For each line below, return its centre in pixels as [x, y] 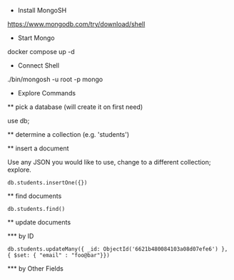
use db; [19, 121]
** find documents [35, 196]
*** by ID [21, 236]
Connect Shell [38, 66]
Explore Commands [47, 93]
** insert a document [38, 148]
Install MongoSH [42, 10]
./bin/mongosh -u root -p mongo [55, 79]
